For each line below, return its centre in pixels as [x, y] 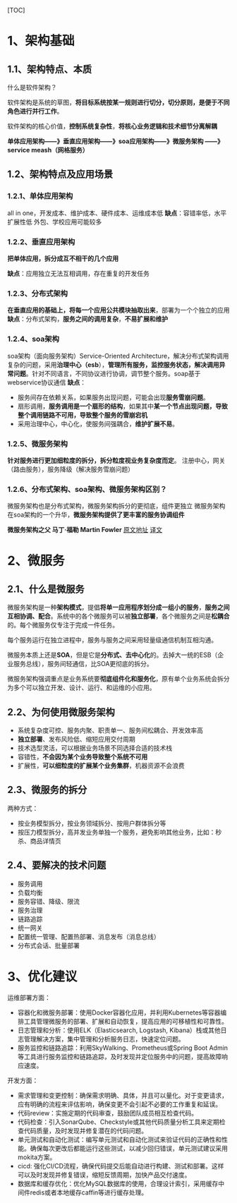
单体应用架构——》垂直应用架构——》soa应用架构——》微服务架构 [105, 141]
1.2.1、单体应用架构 [40, 196]
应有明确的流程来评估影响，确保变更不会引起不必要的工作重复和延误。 [120, 1104]
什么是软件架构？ [32, 87]
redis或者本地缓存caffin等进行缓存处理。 [89, 1192]
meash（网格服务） [60, 150]
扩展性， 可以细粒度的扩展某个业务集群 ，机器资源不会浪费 [101, 766]
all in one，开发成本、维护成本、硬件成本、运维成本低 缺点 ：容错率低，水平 [117, 213]
